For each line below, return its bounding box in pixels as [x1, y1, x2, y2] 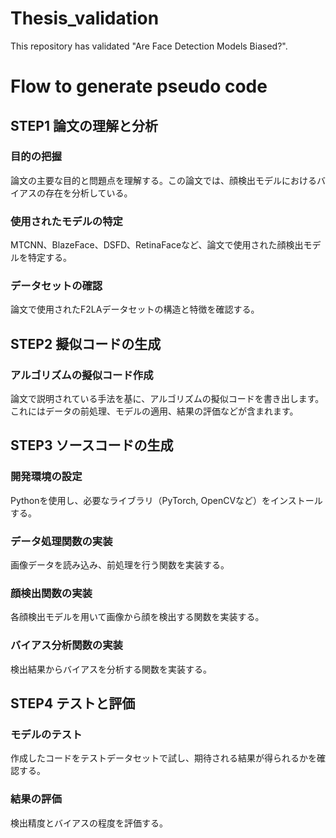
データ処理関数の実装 [10, 534, 113, 548]
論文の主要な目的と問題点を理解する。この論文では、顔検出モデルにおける [10, 174, 317, 186]
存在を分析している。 [44, 187, 133, 199]
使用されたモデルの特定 [10, 214, 123, 228]
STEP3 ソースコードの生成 [10, 437, 174, 454]
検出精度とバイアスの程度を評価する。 [10, 817, 168, 829]
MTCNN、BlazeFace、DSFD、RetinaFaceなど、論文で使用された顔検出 [10, 239, 304, 251]
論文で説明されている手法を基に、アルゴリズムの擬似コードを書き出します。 [10, 393, 325, 405]
